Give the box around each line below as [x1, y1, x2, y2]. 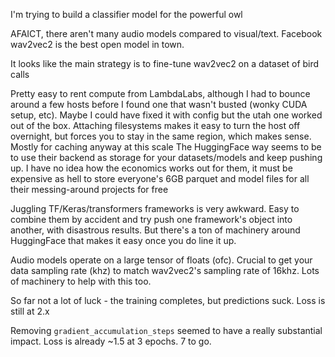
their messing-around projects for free [10, 184, 169, 195]
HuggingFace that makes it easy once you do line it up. [10, 235, 237, 246]
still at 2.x [10, 305, 50, 317]
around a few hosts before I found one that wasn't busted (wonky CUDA [10, 99, 308, 110]
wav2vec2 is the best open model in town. [10, 39, 185, 50]
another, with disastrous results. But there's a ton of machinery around [10, 224, 301, 236]
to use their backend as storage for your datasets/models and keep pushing [10, 152, 323, 163]
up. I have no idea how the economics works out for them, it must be [10, 162, 293, 174]
